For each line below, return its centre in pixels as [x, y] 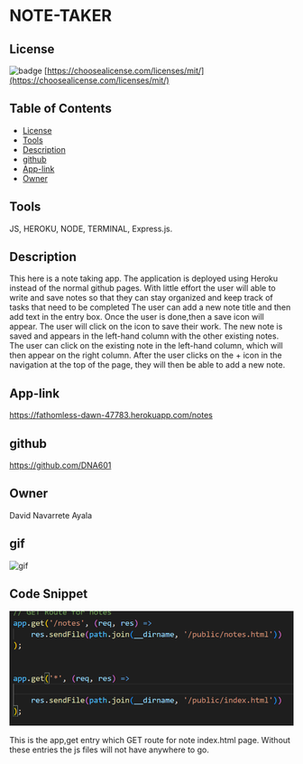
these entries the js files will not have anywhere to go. [109, 750]
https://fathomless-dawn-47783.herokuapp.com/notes [111, 415]
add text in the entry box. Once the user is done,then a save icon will [137, 317]
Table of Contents [61, 109]
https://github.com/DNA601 [60, 465]
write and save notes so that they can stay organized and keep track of [141, 298]
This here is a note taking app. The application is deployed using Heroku [144, 279]
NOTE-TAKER [61, 16]
